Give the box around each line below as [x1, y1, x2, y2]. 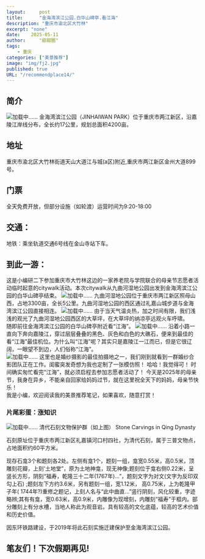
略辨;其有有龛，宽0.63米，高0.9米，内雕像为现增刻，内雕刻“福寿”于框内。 [6, 495, 193, 503]
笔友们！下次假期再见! [6, 543, 90, 553]
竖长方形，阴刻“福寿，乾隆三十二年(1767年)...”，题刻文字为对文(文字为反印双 [6, 472, 198, 479]
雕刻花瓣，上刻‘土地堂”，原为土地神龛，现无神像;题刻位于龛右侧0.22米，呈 [6, 465, 194, 472]
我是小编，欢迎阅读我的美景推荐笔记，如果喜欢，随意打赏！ [6, 391, 156, 399]
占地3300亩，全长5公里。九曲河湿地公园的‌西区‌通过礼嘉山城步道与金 [16, 299, 189, 307]
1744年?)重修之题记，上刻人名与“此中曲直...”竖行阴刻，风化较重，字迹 [20, 487, 196, 495]
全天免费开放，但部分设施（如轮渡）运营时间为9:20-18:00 [6, 203, 152, 210]
